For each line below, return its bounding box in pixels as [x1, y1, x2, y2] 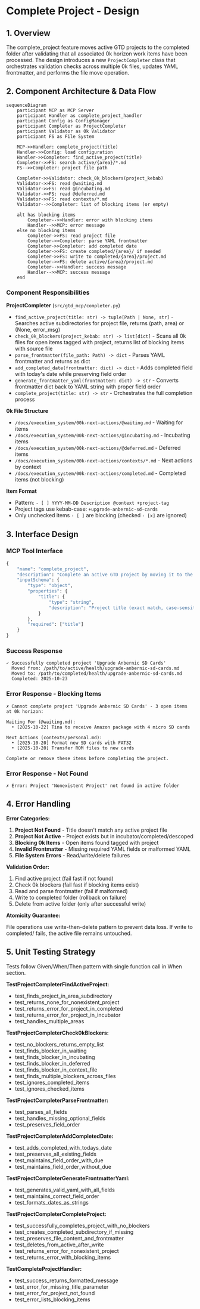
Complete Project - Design [6, 4, 140, 18]
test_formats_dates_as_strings [14, 1199, 89, 1206]
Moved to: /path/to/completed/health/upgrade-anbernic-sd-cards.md [11, 671, 183, 677]
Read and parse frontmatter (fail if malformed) [14, 887, 128, 894]
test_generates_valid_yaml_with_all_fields [14, 1186, 115, 1193]
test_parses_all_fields [14, 1108, 67, 1115]
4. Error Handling [6, 799, 71, 809]
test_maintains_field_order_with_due [14, 1156, 104, 1164]
